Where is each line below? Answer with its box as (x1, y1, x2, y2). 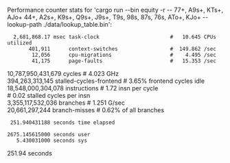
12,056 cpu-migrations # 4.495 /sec (32, 51, 216, 58)
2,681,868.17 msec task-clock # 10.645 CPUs (13, 34, 216, 40)
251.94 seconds (7, 149, 53, 157)
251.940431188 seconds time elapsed (10, 119, 115, 126)
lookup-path (7, 21, 43, 28)
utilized (7, 40, 32, 47)
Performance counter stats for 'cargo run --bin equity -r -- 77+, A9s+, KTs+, (7, 6, 224, 14)
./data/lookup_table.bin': (43, 21, 112, 28)
